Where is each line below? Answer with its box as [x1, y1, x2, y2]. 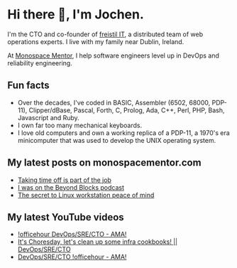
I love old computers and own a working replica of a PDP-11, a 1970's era [17, 128, 231, 137]
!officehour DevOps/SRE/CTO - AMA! [17, 230, 127, 239]
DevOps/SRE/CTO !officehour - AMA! [17, 252, 127, 262]
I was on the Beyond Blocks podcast [17, 183, 124, 191]
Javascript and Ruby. [17, 113, 79, 122]
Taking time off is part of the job [17, 176, 112, 184]
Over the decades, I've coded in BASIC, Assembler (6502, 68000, [17, 98, 211, 107]
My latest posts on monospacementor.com [7, 156, 202, 169]
